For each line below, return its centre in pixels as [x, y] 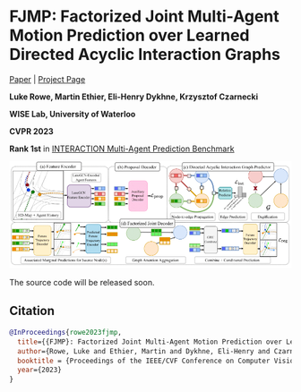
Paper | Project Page [47, 79]
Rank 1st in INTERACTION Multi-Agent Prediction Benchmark [122, 149]
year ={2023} [40, 370]
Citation [32, 311]
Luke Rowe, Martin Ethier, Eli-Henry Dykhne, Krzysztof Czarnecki [134, 97]
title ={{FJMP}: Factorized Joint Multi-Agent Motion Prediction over [150, 342]
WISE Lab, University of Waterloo [73, 114]
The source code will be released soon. [82, 283]
